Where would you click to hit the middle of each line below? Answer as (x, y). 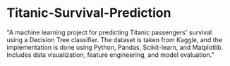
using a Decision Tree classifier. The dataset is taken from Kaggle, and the (115, 39)
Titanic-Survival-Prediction (89, 13)
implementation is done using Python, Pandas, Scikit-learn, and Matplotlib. (115, 47)
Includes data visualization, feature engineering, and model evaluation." (110, 55)
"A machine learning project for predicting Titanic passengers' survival (109, 32)
